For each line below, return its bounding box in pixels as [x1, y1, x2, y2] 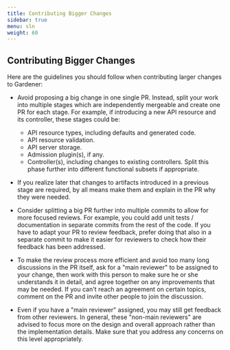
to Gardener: [7, 80, 43, 89]
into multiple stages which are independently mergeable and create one [16, 101, 221, 109]
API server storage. [27, 143, 82, 152]
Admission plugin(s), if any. [27, 150, 105, 159]
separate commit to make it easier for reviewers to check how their [16, 235, 207, 244]
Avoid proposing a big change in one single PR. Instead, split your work [16, 93, 218, 102]
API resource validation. [27, 136, 95, 144]
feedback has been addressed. [16, 243, 105, 251]
